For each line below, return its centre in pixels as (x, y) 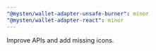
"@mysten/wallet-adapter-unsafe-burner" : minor (78, 14)
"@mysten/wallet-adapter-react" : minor (65, 20)
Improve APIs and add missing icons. (60, 40)
